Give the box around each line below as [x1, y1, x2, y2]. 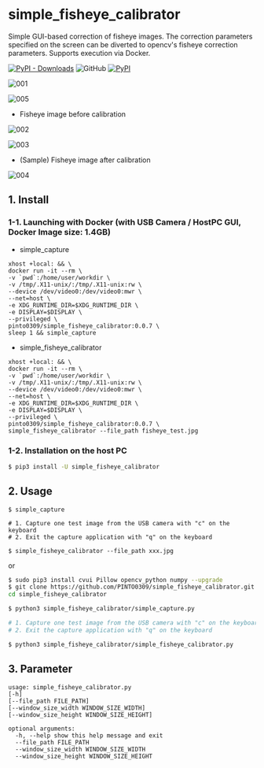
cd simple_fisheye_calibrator [8, 591, 108, 599]
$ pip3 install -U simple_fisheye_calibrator [8, 462, 159, 470]
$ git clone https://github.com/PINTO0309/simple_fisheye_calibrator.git [8, 583, 255, 592]
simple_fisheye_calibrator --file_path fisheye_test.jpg [8, 427, 199, 435]
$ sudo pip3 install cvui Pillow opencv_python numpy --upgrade [8, 576, 223, 584]
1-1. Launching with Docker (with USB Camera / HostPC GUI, [8, 217, 241, 228]
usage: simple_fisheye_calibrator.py [8, 683, 132, 691]
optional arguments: [8, 725, 76, 733]
